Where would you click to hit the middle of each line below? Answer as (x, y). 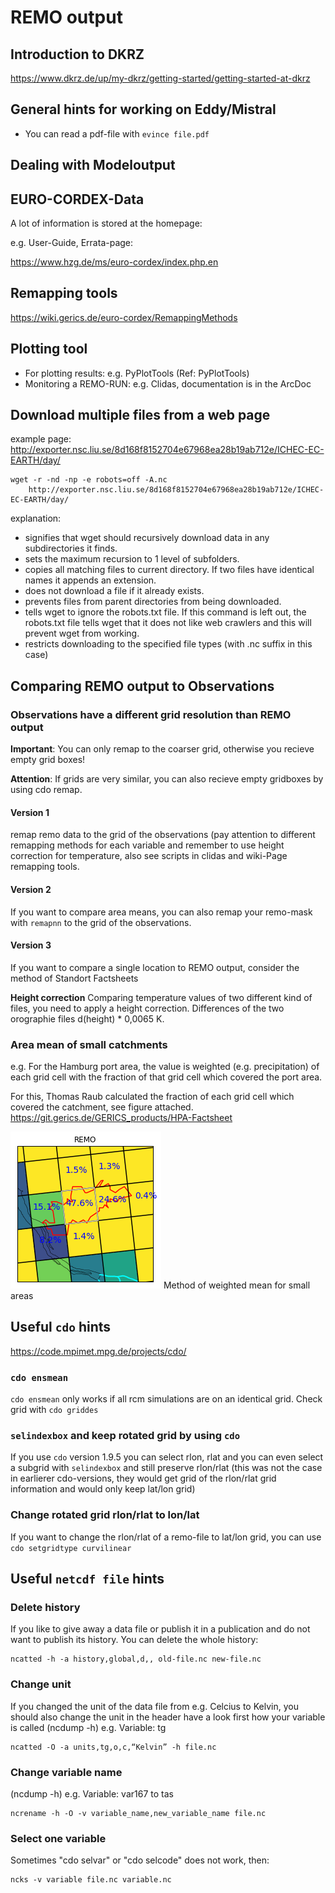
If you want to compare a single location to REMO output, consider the (155, 967)
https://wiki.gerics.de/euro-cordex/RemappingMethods (124, 317)
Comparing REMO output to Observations (142, 686)
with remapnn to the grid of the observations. (101, 922)
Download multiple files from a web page (140, 415)
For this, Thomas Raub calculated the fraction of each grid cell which (152, 1097)
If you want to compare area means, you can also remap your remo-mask (161, 912)
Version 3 (31, 945)
